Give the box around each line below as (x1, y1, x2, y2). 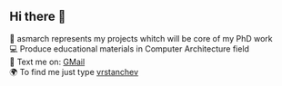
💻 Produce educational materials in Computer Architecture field (9, 43, 250, 54)
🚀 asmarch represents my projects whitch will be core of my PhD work (9, 33, 273, 43)
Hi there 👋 (9, 9, 66, 24)
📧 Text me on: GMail (9, 56, 86, 67)
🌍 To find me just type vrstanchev (9, 66, 139, 77)
